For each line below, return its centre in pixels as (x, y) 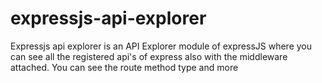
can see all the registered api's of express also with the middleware (149, 56)
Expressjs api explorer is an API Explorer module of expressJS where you (161, 46)
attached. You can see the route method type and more (124, 67)
